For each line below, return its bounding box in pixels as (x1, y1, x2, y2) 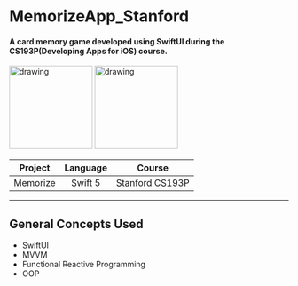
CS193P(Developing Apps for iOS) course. (9, 45, 169, 56)
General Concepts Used (9, 216, 144, 232)
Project (19, 162, 51, 174)
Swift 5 (70, 177, 101, 189)
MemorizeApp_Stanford (9, 6, 189, 27)
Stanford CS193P (115, 177, 190, 189)
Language (64, 162, 108, 174)
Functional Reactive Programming (21, 259, 146, 270)
